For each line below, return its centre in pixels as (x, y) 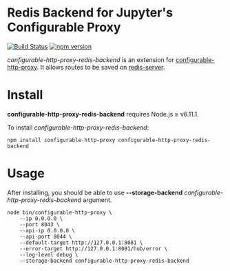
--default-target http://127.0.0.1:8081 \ (81, 243)
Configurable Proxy (64, 27)
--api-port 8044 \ (46, 237)
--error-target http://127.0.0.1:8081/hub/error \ (94, 249)
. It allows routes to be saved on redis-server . (101, 67)
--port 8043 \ (40, 224)
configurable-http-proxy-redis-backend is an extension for (91, 59)
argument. (97, 200)
